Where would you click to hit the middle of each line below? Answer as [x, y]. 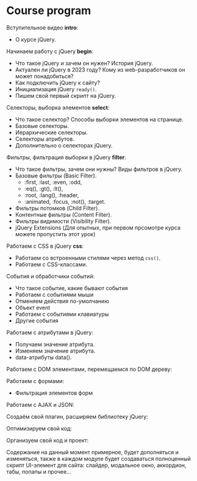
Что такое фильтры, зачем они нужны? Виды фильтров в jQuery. [99, 169]
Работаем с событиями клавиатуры [62, 314]
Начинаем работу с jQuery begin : [50, 51]
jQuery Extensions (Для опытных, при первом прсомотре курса [98, 228]
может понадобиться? [44, 76]
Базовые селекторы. [42, 125]
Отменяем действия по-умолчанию [62, 301]
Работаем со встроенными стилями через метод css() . [88, 258]
